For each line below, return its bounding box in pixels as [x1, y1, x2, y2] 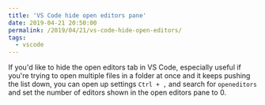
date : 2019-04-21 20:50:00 [8, 19, 97, 27]
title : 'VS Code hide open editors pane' [8, 11, 147, 20]
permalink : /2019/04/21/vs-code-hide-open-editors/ [8, 26, 182, 34]
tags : [8, 33, 26, 42]
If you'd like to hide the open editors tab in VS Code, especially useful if [8, 62, 241, 72]
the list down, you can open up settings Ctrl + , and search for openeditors [8, 80, 257, 89]
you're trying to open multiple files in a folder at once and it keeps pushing [8, 71, 251, 81]
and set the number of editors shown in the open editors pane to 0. [8, 88, 227, 97]
